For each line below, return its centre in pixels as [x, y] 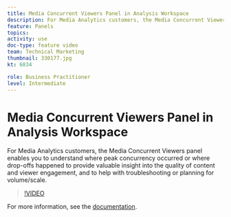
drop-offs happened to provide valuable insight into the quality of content [111, 165]
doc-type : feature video [43, 45]
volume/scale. [27, 180]
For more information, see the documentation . [72, 207]
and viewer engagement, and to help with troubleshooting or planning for [111, 173]
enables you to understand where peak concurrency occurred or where [109, 158]
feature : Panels [30, 26]
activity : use [27, 39]
